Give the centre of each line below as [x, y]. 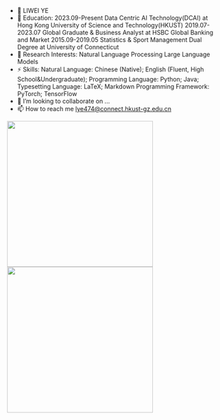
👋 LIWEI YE [33, 11]
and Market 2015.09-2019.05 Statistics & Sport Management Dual [109, 40]
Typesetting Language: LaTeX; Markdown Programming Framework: [113, 86]
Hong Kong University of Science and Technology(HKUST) [100, 25]
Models [28, 61]
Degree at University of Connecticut [68, 47]
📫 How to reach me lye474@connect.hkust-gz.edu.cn [94, 109]
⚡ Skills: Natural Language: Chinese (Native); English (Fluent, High [110, 69]
